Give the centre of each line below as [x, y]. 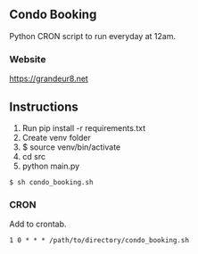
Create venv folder [56, 137]
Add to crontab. [38, 224]
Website [28, 59]
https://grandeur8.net [49, 78]
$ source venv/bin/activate [71, 147]
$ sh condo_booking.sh [51, 182]
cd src [34, 156]
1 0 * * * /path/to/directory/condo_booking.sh [99, 241]
